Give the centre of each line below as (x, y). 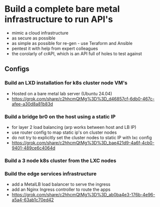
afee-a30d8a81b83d (32, 104)
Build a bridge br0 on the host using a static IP (60, 117)
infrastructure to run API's (59, 19)
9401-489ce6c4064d (33, 148)
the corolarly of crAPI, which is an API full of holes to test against (77, 53)
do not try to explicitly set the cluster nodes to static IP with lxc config (82, 137)
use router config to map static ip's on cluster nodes (64, 132)
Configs (17, 69)
